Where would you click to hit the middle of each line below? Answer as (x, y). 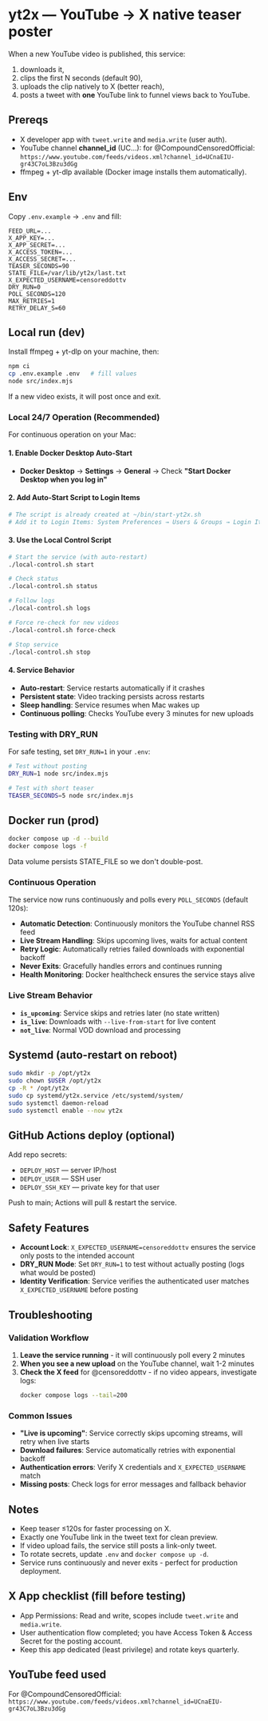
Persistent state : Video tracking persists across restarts (112, 696)
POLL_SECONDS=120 (37, 294)
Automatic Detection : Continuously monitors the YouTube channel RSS (137, 924)
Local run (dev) (47, 332)
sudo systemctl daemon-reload (59, 1103)
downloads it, (42, 69)
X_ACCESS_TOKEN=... (41, 252)
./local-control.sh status (53, 586)
